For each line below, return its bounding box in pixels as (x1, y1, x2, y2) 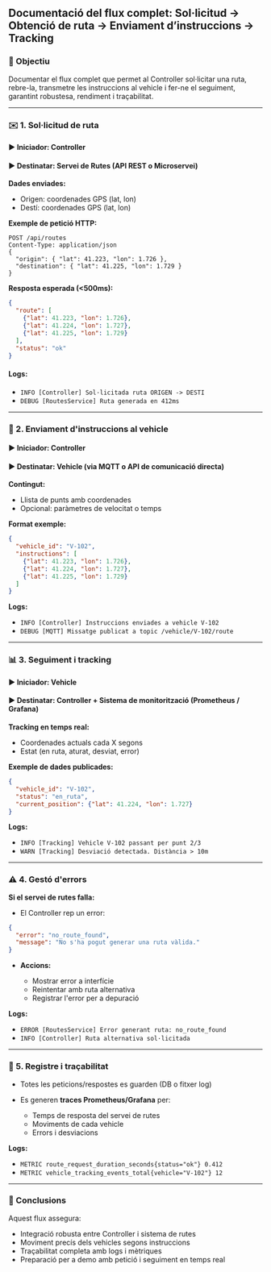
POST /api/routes (8, 234, 67, 243)
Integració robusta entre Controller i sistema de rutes (19, 1228, 196, 1238)
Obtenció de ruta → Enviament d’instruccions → (8, 19, 254, 33)
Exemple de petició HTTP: (8, 218, 98, 228)
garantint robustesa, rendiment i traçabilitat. (8, 91, 154, 101)
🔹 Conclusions (8, 1195, 67, 1206)
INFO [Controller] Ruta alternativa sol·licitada (19, 1035, 191, 1043)
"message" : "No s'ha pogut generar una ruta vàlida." (15, 938, 200, 946)
